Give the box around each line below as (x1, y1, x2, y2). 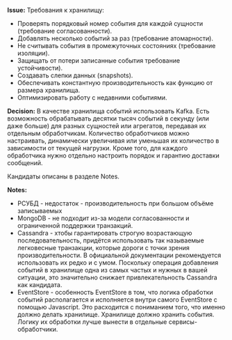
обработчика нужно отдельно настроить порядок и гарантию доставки (7, 151, 220, 160)
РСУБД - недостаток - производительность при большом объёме (17, 199, 214, 208)
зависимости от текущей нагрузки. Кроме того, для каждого (7, 144, 188, 152)
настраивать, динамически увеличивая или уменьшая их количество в (7, 137, 219, 145)
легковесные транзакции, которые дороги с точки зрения (17, 244, 190, 252)
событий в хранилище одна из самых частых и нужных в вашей (17, 266, 208, 274)
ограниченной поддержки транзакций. (17, 222, 133, 229)
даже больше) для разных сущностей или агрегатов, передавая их (7, 122, 207, 130)
